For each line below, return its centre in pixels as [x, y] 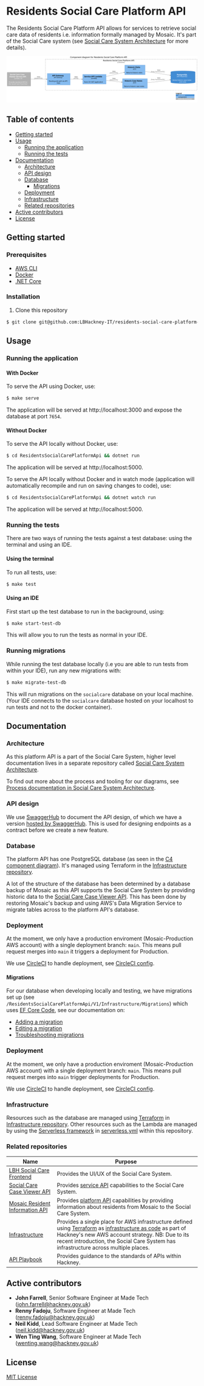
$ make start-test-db [34, 623]
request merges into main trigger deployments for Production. [83, 1077]
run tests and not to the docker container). [59, 707]
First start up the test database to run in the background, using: [86, 611]
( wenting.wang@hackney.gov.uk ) [57, 1343]
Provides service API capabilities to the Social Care [120, 1185]
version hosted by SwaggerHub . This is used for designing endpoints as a [99, 823]
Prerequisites [26, 255]
